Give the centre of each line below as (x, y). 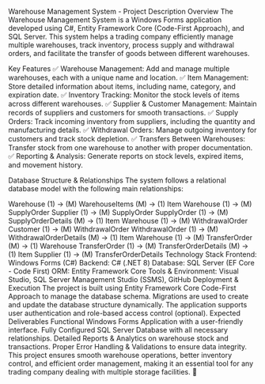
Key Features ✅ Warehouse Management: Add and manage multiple (119, 69)
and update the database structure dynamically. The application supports (128, 305)
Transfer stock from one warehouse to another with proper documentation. (131, 148)
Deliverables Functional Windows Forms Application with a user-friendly (126, 322)
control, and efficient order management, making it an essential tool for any (131, 363)
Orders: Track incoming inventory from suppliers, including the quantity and (132, 121)
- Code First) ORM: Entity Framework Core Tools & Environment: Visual (123, 271)
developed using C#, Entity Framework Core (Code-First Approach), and (127, 28)
